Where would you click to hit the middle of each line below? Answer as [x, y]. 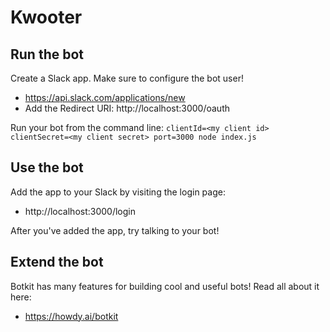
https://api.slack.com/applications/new [105, 97]
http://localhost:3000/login [80, 211]
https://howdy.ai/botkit [71, 316]
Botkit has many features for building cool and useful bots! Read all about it [165, 286]
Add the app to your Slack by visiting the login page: [118, 192]
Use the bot [47, 167]
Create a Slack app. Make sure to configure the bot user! [127, 78]
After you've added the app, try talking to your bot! [115, 230]
